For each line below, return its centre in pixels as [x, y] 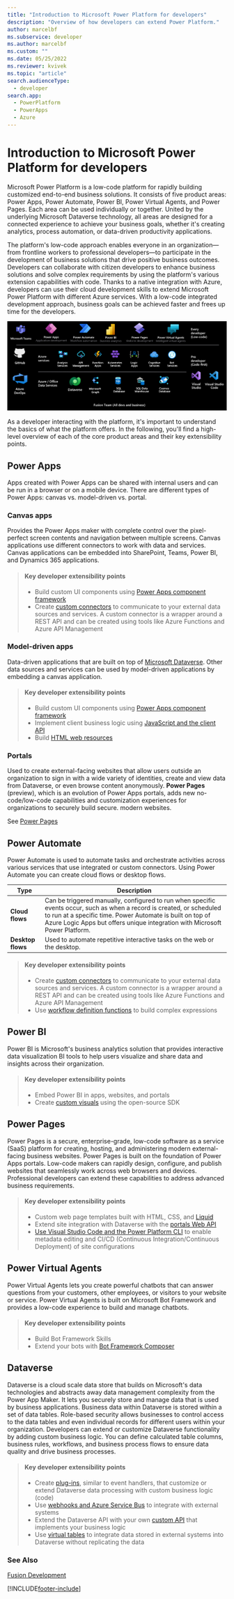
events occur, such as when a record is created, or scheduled [133, 907]
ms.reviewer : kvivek [37, 66]
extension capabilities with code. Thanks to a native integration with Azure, [115, 281]
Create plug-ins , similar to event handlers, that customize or [120, 1483]
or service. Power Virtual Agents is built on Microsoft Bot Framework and [112, 1300]
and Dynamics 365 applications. [53, 560]
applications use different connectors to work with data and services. [107, 545]
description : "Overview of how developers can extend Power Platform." [113, 22]
